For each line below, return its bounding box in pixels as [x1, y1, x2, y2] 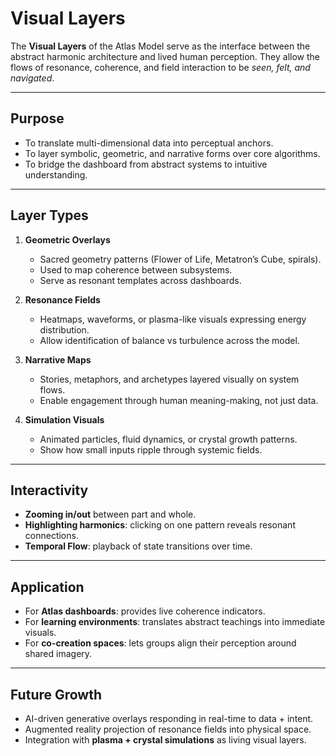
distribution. [39, 323, 90, 336]
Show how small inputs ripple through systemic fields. [39, 443, 263, 456]
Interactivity [10, 482, 89, 499]
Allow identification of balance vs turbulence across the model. [39, 334, 300, 346]
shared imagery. [24, 648, 93, 660]
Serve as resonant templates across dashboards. [39, 274, 242, 286]
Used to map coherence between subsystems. [39, 263, 233, 276]
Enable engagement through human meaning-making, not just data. [39, 394, 319, 406]
